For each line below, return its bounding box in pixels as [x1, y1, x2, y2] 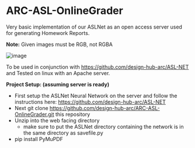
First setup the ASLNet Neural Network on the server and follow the [14, 92, 177, 99]
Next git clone [14, 104, 48, 111]
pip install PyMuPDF [14, 135, 63, 142]
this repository [55, 111, 90, 118]
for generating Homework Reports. [6, 29, 90, 36]
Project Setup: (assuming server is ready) [6, 80, 110, 88]
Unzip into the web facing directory [14, 117, 100, 124]
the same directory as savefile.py [23, 129, 103, 136]
